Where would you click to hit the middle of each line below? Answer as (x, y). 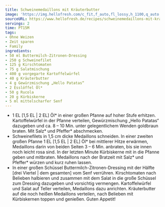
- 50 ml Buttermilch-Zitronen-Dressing (46, 55)
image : (12, 14)
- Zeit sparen (20, 42)
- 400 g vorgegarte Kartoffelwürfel (42, 74)
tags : (11, 33)
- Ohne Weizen (20, 37)
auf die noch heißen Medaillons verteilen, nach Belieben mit (73, 194)
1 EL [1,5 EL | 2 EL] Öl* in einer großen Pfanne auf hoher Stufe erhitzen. (84, 115)
